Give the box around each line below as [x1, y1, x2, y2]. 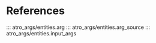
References [6, 4, 65, 18]
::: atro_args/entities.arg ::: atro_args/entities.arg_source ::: [6, 24, 150, 31]
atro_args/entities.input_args [6, 29, 77, 37]
